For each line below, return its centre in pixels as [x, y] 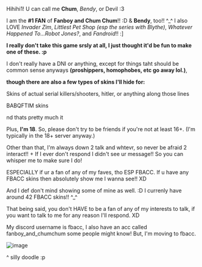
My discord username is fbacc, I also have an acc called [77, 227]
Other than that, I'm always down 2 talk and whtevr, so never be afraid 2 [97, 148]
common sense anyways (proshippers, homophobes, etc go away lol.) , [97, 70]
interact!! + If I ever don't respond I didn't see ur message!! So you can [95, 154]
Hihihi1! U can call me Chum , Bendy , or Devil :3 [65, 9]
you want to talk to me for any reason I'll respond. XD [73, 215]
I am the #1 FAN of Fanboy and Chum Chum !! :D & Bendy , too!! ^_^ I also [97, 20]
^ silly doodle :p [26, 257]
